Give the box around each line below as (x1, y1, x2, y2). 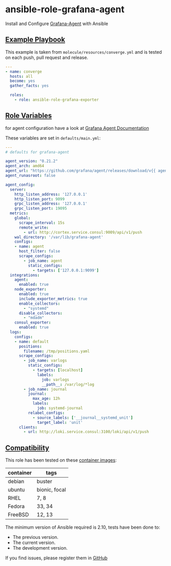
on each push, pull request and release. (5, 54, 89, 60)
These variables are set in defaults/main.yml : (5, 134, 101, 141)
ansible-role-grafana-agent (5, 4, 125, 15)
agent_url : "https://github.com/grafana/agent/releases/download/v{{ (5, 168, 156, 173)
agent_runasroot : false (5, 173, 56, 178)
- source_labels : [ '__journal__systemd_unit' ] (32, 415, 133, 420)
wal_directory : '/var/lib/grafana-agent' (14, 234, 103, 240)
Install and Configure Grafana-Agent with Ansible (5, 20, 108, 27)
